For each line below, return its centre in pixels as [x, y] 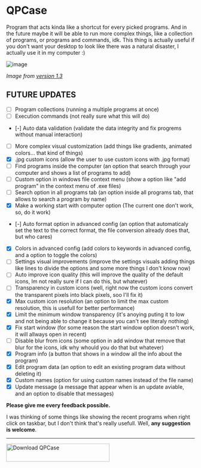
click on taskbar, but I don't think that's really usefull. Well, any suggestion [98, 423]
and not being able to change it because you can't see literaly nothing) [102, 321]
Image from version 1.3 [34, 76]
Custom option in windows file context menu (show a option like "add [100, 179]
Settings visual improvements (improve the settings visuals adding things [105, 261]
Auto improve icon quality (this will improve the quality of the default [99, 275]
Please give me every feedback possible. [58, 405]
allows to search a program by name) [61, 199]
